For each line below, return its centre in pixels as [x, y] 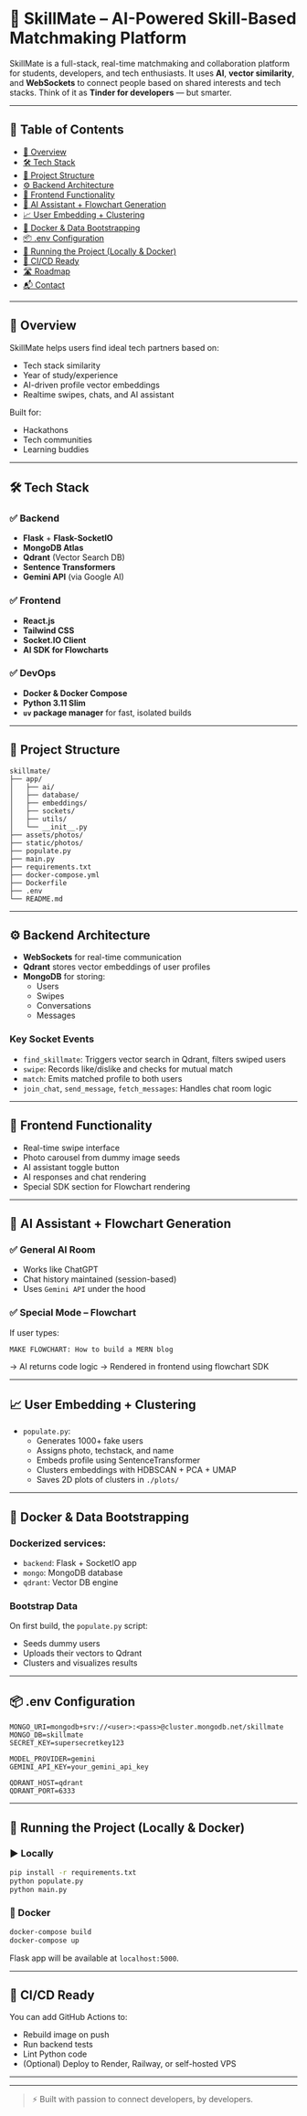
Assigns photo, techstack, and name [105, 1451]
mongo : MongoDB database [73, 1573]
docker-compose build [51, 1931]
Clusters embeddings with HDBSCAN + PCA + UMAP [136, 1470]
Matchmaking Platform [98, 38]
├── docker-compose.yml [55, 875]
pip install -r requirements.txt [73, 1872]
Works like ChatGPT [60, 1270]
